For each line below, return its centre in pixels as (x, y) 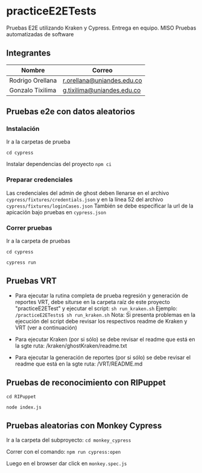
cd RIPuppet (21, 396)
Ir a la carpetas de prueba (38, 142)
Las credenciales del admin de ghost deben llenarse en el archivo (88, 193)
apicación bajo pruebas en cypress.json (56, 212)
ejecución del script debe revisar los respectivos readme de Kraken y (101, 321)
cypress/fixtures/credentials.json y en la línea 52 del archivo (85, 199)
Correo (103, 70)
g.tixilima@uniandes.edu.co (102, 90)
